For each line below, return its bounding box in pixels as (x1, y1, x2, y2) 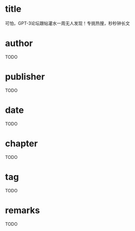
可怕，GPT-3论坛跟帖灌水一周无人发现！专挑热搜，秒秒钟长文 (5, 20, 130, 26)
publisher (5, 71, 45, 82)
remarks (5, 205, 40, 216)
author (5, 38, 33, 49)
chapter (5, 138, 38, 149)
